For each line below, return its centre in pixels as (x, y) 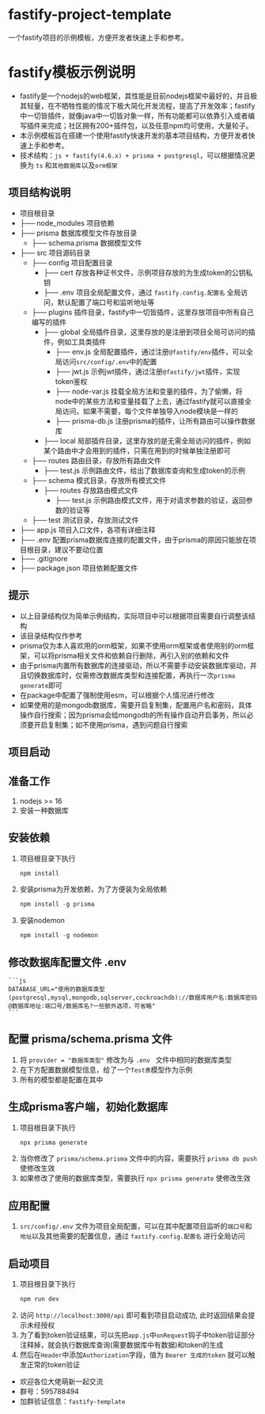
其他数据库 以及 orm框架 (85, 165)
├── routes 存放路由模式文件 (91, 490)
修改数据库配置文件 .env (67, 962)
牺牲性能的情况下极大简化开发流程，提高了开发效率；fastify (158, 105)
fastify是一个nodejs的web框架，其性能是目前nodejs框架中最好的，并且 (135, 96)
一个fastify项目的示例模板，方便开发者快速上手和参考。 (98, 37)
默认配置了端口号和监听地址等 (106, 302)
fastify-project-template (90, 15)
